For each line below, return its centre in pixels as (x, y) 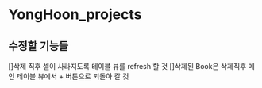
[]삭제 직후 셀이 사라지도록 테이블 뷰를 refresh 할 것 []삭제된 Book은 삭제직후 (127, 66)
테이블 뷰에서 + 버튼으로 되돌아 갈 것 (73, 76)
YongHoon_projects (75, 15)
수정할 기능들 (39, 46)
